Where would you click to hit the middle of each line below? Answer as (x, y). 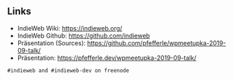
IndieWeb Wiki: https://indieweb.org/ (70, 28)
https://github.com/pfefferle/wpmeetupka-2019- (157, 43)
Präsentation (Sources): (51, 43)
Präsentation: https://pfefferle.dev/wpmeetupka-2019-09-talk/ (107, 58)
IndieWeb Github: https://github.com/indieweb (83, 35)
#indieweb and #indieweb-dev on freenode (68, 70)
